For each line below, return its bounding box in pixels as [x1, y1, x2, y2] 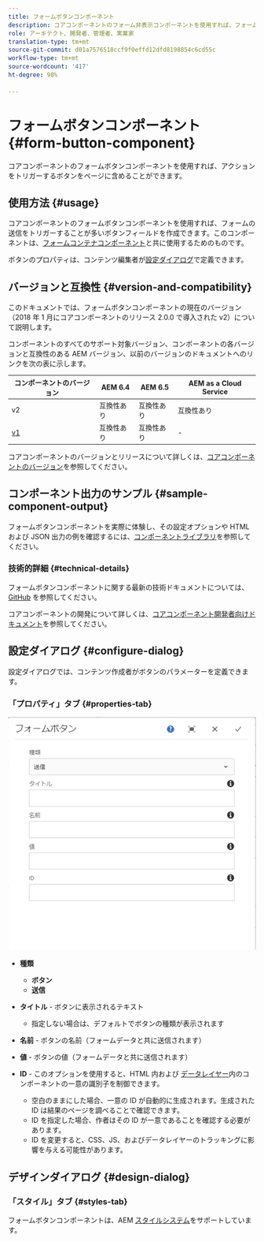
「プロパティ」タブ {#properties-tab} [8, 698, 152, 709]
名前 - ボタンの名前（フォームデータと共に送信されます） [19, 1035, 206, 1045]
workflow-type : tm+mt [8, 54, 79, 62]
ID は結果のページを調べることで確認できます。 [31, 1106, 185, 1115]
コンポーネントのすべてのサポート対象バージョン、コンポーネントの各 [8, 339, 234, 349]
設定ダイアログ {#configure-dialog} [8, 644, 185, 658]
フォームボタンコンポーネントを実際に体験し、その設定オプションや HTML [8, 521, 250, 531]
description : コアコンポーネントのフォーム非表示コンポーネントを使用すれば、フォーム [8, 21, 258, 29]
